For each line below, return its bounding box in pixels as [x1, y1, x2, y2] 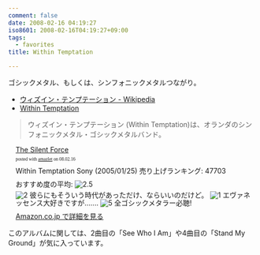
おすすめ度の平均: [15, 179, 73, 189]
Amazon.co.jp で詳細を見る [15, 212, 104, 221]
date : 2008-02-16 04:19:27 [8, 19, 97, 27]
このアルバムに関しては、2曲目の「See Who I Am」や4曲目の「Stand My [8, 228, 246, 238]
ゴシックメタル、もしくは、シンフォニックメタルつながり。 [8, 78, 201, 87]
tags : [8, 33, 26, 42]
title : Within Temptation [8, 48, 93, 56]
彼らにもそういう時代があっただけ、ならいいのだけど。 [29, 190, 209, 200]
